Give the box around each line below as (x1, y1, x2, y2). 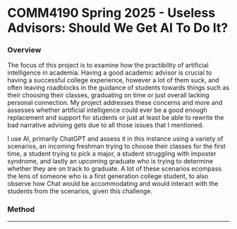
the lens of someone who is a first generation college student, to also (7, 172, 209, 180)
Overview (7, 45, 42, 55)
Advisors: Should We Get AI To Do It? (7, 20, 229, 36)
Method (7, 204, 35, 214)
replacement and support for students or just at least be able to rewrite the (7, 113, 224, 122)
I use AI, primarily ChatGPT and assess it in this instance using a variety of (7, 135, 224, 143)
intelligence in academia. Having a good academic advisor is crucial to (7, 68, 212, 77)
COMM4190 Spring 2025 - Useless (7, 5, 216, 21)
